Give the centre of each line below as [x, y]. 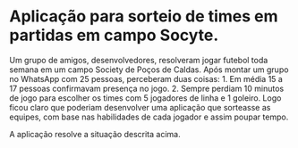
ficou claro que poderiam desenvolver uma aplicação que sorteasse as [140, 107]
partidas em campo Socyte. [114, 35]
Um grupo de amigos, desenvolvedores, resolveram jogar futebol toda [139, 60]
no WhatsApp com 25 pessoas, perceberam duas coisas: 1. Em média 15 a [146, 78]
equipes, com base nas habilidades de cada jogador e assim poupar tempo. [149, 117]
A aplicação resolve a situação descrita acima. [95, 134]
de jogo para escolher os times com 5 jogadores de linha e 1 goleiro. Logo [145, 98]
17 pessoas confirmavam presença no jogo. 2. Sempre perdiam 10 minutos [147, 88]
